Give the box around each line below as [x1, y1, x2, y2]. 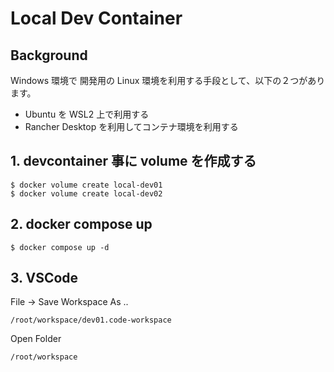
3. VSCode [10, 270, 79, 287]
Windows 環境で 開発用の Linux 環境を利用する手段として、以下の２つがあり [10, 75, 326, 86]
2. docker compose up [10, 216, 153, 233]
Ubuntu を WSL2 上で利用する [24, 108, 150, 120]
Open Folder [10, 333, 62, 345]
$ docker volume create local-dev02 [10, 188, 163, 199]
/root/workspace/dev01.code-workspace [10, 315, 172, 326]
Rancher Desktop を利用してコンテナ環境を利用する [24, 121, 239, 132]
